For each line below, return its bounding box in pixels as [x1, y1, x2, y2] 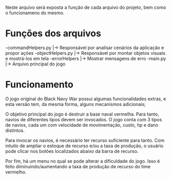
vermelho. [5, 169, 27, 175]
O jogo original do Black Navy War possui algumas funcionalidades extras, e [5, 96, 166, 102]
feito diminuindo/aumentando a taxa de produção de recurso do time [5, 163, 151, 169]
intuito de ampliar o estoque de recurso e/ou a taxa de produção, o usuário [5, 143, 164, 149]
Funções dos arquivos [5, 28, 101, 39]
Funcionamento [5, 79, 74, 91]
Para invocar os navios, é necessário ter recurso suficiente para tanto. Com [5, 137, 165, 143]
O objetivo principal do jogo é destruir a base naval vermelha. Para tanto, [5, 111, 160, 117]
